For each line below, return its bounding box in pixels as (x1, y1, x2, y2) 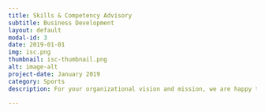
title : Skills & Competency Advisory (8, 11, 132, 20)
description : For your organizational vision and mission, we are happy (8, 84, 252, 93)
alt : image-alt (8, 63, 58, 71)
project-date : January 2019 (8, 70, 101, 78)
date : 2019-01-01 (8, 41, 65, 49)
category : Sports (8, 77, 65, 85)
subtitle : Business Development (8, 19, 114, 27)
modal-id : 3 (8, 33, 47, 42)
